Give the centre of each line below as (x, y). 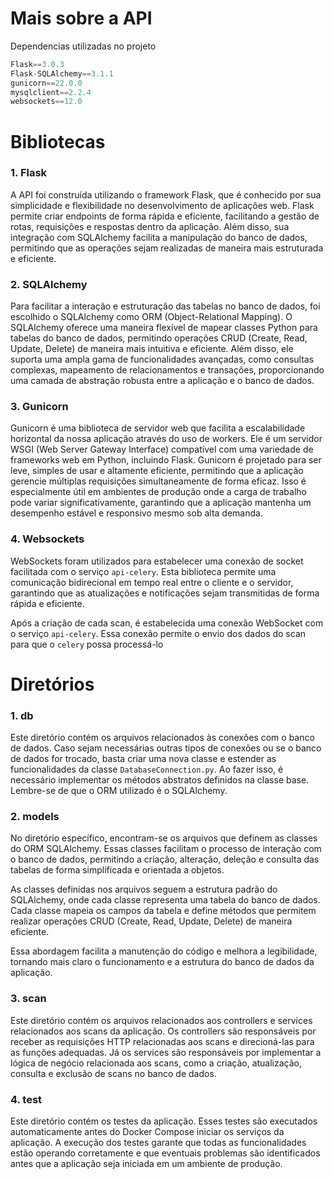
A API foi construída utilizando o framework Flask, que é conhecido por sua (166, 194)
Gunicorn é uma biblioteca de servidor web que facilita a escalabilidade (158, 428)
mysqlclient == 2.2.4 (51, 92)
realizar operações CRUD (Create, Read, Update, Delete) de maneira (151, 921)
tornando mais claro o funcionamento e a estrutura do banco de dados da (162, 962)
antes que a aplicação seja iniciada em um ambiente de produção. (146, 1164)
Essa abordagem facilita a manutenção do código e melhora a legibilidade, (164, 951)
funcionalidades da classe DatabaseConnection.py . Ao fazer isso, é (147, 769)
